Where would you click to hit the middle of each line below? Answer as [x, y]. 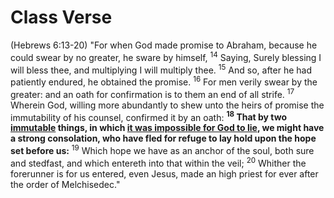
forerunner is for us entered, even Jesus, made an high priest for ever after [164, 173]
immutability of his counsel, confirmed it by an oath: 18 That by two [149, 116]
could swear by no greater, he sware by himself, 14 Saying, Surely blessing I [166, 56]
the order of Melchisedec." [65, 184]
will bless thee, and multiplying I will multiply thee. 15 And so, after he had [161, 69]
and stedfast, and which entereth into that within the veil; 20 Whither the [158, 162]
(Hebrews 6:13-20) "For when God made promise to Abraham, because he [164, 45]
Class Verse [61, 17]
